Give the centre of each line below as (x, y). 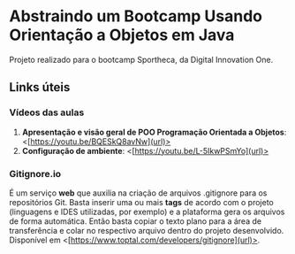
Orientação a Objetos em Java (122, 35)
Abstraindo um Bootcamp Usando (136, 16)
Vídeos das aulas (47, 112)
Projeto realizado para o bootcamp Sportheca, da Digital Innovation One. (141, 59)
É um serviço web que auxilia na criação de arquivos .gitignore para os (138, 193)
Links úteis (40, 87)
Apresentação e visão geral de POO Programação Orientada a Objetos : (154, 132)
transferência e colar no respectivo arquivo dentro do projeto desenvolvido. (147, 230)
